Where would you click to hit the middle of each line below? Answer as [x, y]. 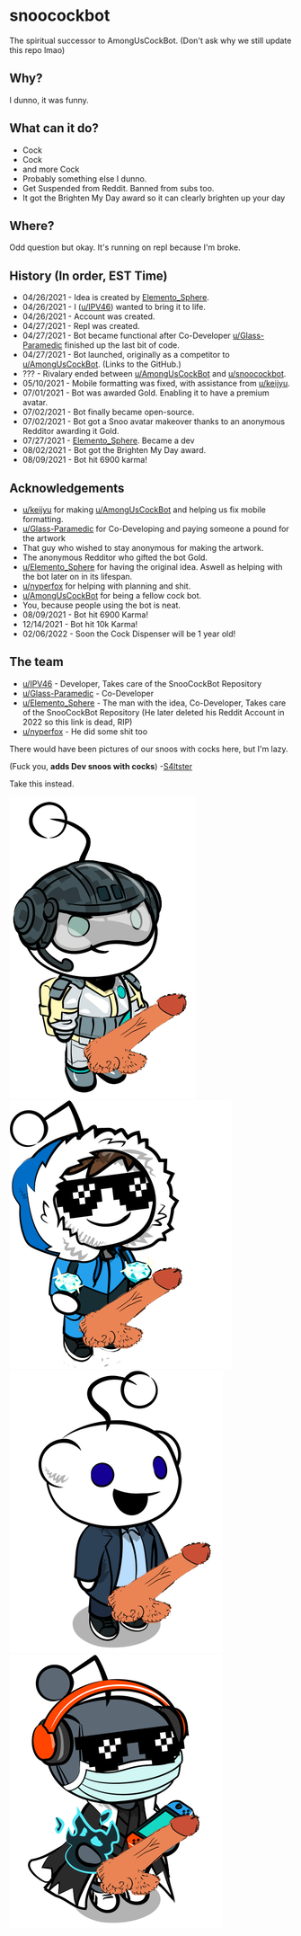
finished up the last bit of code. [122, 345]
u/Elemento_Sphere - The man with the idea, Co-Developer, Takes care [154, 703]
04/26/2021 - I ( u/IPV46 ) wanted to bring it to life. [114, 307]
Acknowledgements [67, 488]
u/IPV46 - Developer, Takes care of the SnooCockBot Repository [142, 683]
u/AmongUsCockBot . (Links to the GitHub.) [102, 364]
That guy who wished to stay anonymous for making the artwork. [143, 548]
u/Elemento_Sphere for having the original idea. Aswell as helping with [152, 567]
